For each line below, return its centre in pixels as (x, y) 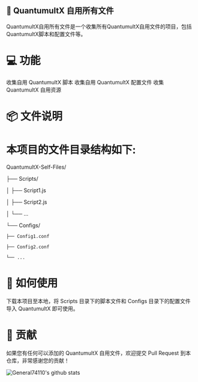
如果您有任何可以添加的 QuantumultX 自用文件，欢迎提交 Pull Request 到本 (98, 353)
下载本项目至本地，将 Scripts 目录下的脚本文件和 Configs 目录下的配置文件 (98, 301)
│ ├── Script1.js (26, 190)
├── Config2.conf (28, 247)
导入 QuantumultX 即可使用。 (43, 308)
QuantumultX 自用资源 (34, 90)
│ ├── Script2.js (27, 202)
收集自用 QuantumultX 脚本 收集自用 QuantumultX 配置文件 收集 (85, 82)
